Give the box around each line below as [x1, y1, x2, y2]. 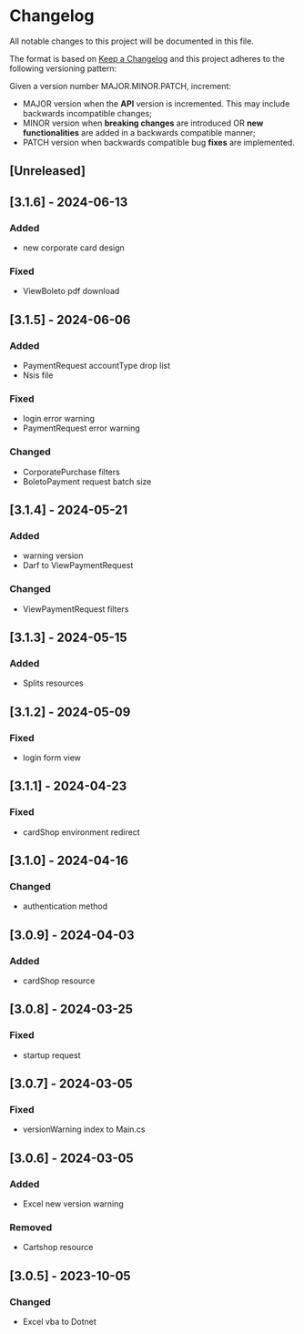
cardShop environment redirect [22, 826, 140, 838]
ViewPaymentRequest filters [22, 603, 129, 615]
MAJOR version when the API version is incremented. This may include [22, 97, 290, 109]
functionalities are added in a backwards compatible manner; [22, 127, 257, 137]
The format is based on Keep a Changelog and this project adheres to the [9, 53, 285, 64]
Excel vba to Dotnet [22, 1317, 97, 1328]
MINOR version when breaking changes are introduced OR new [22, 117, 264, 128]
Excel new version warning [22, 1198, 125, 1209]
